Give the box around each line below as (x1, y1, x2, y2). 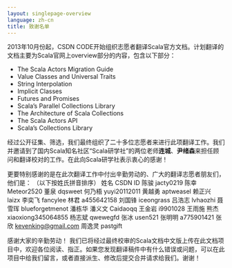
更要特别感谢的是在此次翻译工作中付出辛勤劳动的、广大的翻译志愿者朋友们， (7, 170, 225, 178)
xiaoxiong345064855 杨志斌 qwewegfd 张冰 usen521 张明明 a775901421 (7, 213, 214, 222)
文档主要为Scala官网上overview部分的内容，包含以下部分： (7, 51, 176, 59)
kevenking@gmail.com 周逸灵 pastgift (14, 222, 123, 230)
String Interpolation (17, 80, 72, 88)
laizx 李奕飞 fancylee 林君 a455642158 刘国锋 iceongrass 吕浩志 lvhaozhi (7, 196, 216, 204)
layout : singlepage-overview (7, 10, 91, 17)
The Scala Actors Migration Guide (17, 65, 114, 73)
